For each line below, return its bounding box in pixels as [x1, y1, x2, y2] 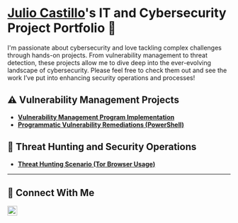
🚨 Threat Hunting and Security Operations [7, 141, 197, 153]
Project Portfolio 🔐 [7, 20, 117, 36]
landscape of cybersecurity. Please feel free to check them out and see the [7, 66, 227, 74]
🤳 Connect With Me [7, 186, 95, 199]
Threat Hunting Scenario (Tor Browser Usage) [17, 159, 156, 168]
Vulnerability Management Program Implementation [17, 113, 175, 121]
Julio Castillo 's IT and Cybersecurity [7, 5, 227, 21]
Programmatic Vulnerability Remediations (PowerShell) [17, 120, 184, 129]
